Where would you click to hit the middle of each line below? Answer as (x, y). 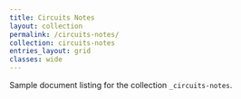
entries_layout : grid (50, 51)
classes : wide (36, 59)
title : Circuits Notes (52, 18)
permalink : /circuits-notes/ (64, 34)
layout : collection (46, 26)
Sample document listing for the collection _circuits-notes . (121, 85)
